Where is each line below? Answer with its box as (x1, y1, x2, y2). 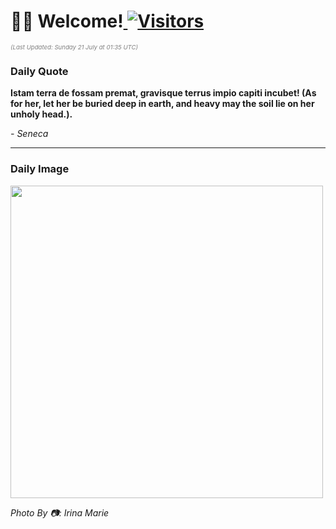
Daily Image (10, 162, 70, 176)
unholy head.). (10, 108, 73, 120)
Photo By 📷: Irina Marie (10, 506, 110, 519)
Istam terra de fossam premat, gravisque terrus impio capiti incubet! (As (10, 87, 317, 99)
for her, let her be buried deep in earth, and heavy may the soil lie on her (10, 98, 315, 110)
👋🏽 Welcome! (10, 10, 124, 33)
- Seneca (10, 128, 49, 140)
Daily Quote (10, 64, 69, 78)
